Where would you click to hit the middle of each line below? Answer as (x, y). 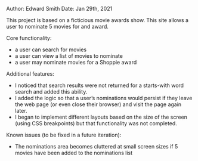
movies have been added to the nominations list (74, 153)
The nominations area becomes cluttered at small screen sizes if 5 (96, 146)
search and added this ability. (51, 92)
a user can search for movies (51, 49)
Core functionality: (29, 38)
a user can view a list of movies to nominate (69, 56)
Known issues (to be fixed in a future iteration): (64, 135)
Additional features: (30, 74)
